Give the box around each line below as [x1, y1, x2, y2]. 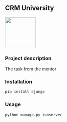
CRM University [5, 4, 54, 12]
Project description [5, 55, 52, 61]
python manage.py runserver [5, 112, 63, 117]
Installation [5, 78, 33, 85]
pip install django [5, 90, 45, 94]
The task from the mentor [5, 66, 57, 72]
